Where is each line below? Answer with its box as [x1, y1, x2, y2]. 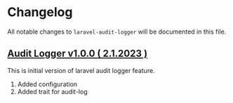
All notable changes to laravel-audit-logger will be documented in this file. [7, 27, 227, 36]
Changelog [7, 4, 73, 20]
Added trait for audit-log [17, 87, 88, 95]
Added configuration [17, 80, 78, 88]
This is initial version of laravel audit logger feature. [7, 66, 156, 74]
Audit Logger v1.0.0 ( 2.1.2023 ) [7, 48, 148, 60]
